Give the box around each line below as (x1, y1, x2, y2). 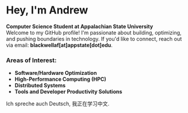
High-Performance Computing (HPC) (14, 76, 107, 83)
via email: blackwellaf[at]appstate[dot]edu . (6, 42, 113, 49)
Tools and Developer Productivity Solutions (14, 88, 123, 95)
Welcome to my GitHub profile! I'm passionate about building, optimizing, (6, 29, 182, 36)
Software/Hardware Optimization (14, 70, 98, 77)
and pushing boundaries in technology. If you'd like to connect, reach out (6, 35, 182, 42)
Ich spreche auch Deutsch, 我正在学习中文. (6, 100, 110, 107)
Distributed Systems (14, 82, 66, 89)
